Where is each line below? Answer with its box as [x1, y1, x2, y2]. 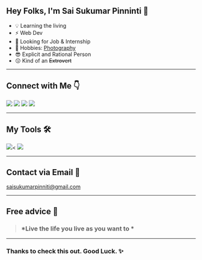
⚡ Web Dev [14, 29, 43, 36]
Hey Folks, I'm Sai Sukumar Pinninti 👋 [6, 6, 149, 16]
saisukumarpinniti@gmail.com [6, 183, 81, 190]
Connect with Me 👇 [6, 81, 80, 91]
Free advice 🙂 [6, 206, 58, 217]
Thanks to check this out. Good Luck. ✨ [6, 247, 124, 255]
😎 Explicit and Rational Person [14, 51, 91, 58]
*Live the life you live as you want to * [20, 224, 135, 232]
